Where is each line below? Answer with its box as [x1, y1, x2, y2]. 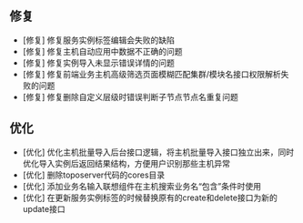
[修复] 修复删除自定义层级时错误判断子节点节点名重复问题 [22, 91, 238, 102]
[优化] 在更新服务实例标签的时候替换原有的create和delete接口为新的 [22, 192, 278, 203]
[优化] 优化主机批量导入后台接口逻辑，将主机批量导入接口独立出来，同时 [22, 147, 294, 157]
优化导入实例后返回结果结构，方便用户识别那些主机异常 [22, 157, 230, 168]
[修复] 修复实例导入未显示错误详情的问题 [22, 57, 175, 68]
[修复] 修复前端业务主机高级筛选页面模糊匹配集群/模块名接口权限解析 [22, 68, 281, 79]
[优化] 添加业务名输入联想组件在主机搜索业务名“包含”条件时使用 [22, 180, 262, 191]
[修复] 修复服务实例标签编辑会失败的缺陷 [22, 35, 175, 46]
